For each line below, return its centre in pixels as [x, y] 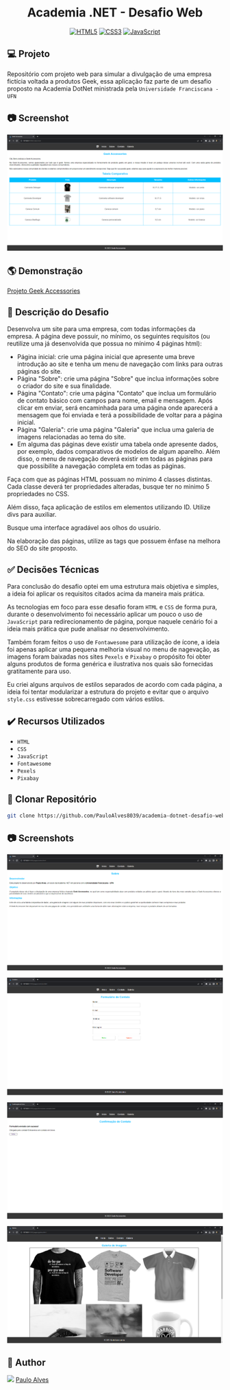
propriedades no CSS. [38, 493]
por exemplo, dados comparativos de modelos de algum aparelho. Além [118, 451]
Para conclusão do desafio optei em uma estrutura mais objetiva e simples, [113, 586]
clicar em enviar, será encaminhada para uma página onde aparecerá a [117, 407]
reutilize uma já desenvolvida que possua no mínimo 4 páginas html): [104, 343]
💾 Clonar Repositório [52, 799]
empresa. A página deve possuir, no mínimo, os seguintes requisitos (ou [108, 336]
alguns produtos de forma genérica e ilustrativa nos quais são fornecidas [110, 663]
